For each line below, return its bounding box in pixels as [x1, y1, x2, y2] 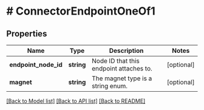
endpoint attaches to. [92, 64, 153, 72]
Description [109, 47, 144, 55]
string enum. [92, 82, 128, 90]
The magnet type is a [92, 74, 152, 83]
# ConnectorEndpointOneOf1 [6, 4, 156, 18]
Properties [6, 29, 47, 39]
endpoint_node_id [9, 61, 63, 69]
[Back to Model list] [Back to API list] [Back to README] [6, 97, 146, 105]
